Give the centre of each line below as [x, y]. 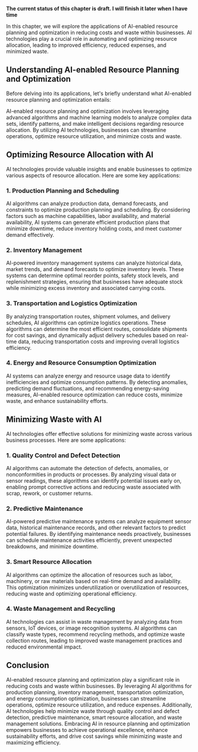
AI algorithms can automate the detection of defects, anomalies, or [87, 468]
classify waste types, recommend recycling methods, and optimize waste [95, 634]
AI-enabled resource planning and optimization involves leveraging [88, 111]
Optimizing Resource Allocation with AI [80, 155]
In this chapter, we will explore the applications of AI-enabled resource [92, 26]
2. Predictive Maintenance [45, 509]
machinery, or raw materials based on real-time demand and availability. [94, 581]
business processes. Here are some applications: [66, 440]
